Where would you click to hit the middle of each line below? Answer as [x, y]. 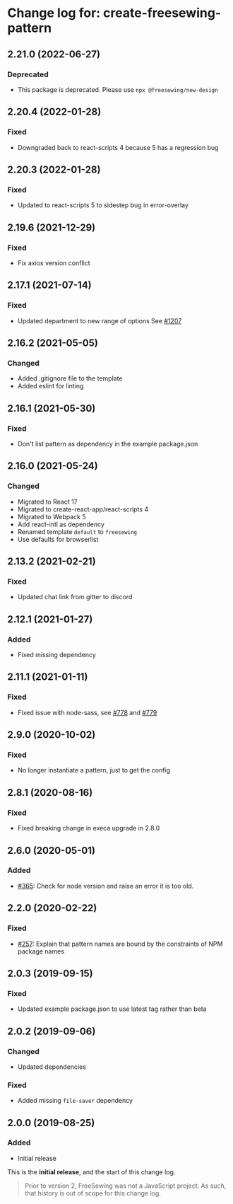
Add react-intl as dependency [61, 524]
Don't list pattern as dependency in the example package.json [108, 444]
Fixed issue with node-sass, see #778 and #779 [87, 712]
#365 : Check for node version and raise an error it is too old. [106, 886]
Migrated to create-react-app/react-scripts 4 [83, 509]
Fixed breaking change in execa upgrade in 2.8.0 [89, 828]
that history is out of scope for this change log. [92, 1193]
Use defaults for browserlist [58, 539]
